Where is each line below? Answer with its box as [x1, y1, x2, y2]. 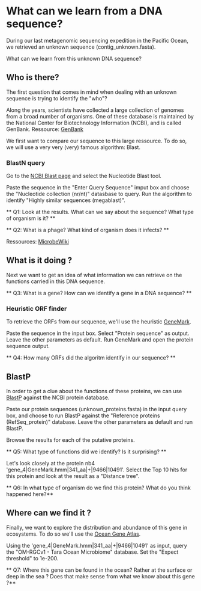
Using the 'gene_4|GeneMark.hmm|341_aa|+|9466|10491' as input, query [6, 542, 187, 549]
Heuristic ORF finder [6, 304, 67, 313]
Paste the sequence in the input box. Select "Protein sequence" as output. [6, 329, 190, 337]
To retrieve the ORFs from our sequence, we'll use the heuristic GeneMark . [6, 318, 191, 325]
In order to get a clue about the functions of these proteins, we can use [6, 387, 182, 394]
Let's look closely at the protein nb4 [6, 459, 95, 467]
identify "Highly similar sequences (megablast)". [6, 197, 126, 204]
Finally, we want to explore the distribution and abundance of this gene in [6, 524, 188, 531]
